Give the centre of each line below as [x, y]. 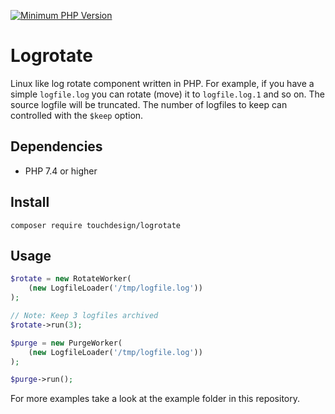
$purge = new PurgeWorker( [66, 343]
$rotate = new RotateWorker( [71, 279]
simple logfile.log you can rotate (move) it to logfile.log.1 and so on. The [168, 94]
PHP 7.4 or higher [61, 171]
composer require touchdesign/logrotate [96, 225]
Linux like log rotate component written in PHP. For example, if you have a [162, 83]
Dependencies [56, 146]
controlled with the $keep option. [77, 115]
